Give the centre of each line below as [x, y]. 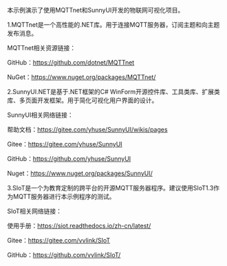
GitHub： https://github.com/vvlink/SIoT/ [64, 255]
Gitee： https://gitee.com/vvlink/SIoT [59, 240]
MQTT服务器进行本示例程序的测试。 [64, 197]
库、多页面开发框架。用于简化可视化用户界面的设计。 [83, 100]
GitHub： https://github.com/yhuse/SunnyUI [69, 159]
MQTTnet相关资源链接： [42, 48]
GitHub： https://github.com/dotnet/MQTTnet [71, 63]
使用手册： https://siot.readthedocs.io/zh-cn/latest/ [79, 226]
